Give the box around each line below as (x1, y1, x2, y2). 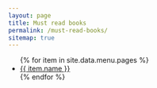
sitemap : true (8, 33, 56, 42)
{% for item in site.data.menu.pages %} (19, 55, 149, 65)
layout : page (8, 11, 52, 20)
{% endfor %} (19, 72, 66, 82)
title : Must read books (8, 19, 87, 27)
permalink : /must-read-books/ (8, 26, 109, 34)
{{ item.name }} (19, 64, 71, 74)
